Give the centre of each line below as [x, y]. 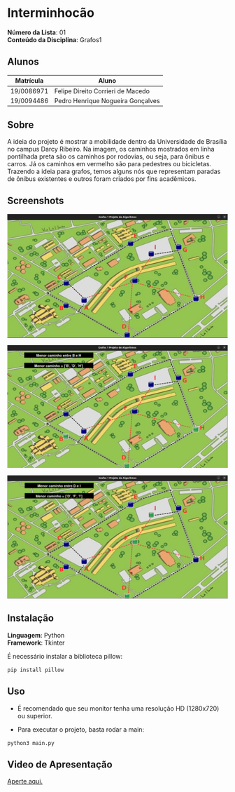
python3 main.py [31, 743]
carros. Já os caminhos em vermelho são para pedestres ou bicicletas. [109, 164]
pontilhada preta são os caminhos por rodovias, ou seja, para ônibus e [108, 156]
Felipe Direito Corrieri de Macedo [102, 91]
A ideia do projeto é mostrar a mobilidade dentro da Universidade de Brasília [117, 142]
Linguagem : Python [36, 635]
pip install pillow [36, 670]
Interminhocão [51, 13]
